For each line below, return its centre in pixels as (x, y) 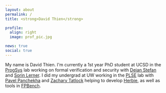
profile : (14, 28)
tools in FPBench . (23, 86)
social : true (19, 50)
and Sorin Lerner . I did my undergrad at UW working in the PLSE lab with (80, 75)
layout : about (20, 10)
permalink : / (19, 14)
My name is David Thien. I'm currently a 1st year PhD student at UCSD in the (83, 64)
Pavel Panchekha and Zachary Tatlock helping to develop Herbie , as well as (83, 80)
